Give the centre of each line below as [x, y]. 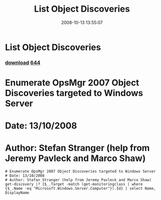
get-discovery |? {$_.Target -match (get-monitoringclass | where [74, 184]
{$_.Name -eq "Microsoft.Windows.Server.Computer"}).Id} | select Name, [80, 189]
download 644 [23, 62]
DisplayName [17, 193]
